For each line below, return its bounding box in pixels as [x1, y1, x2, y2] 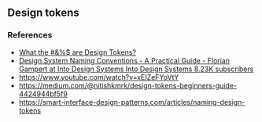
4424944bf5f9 [18, 89, 68, 99]
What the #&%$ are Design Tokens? [18, 47, 137, 57]
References [7, 30, 53, 41]
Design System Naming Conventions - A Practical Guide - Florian [18, 56, 230, 65]
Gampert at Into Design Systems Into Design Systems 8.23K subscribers [18, 64, 254, 74]
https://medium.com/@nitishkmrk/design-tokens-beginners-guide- [18, 81, 238, 90]
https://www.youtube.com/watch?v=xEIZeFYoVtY [18, 72, 179, 81]
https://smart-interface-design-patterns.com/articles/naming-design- [18, 97, 245, 106]
